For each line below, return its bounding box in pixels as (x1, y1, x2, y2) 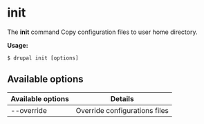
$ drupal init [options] (7, 54, 79, 62)
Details (110, 94, 134, 103)
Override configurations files (75, 105, 169, 115)
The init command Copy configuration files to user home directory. (7, 28, 198, 36)
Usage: (7, 41, 29, 49)
